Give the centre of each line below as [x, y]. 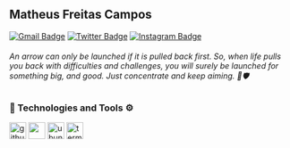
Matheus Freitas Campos [81, 15]
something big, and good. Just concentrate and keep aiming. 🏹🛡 [129, 76]
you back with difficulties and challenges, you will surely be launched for [144, 66]
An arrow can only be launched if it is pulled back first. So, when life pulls [145, 56]
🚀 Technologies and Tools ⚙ [72, 108]
